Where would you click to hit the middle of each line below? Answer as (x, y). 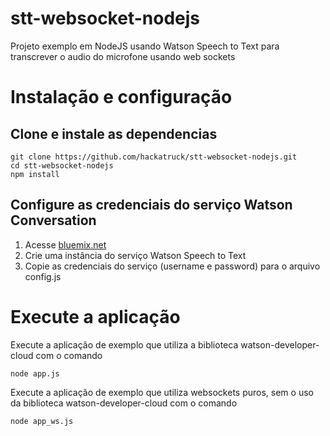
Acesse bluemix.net (65, 244)
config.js (43, 276)
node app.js (35, 373)
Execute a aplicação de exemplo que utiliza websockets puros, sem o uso (162, 392)
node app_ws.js (42, 421)
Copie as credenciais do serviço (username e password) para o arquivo (172, 266)
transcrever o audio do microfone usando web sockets (123, 56)
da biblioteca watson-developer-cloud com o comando (124, 403)
